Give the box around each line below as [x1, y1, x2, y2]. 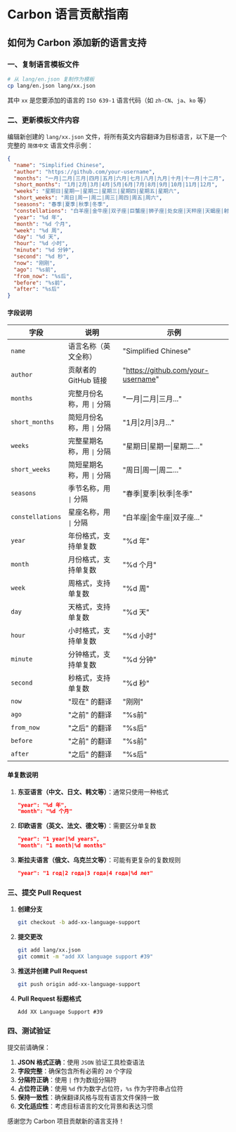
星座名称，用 [67, 507, 111, 517]
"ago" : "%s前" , [13, 266, 58, 273]
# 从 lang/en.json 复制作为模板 [7, 75, 95, 83]
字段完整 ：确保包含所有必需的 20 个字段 [17, 1067, 132, 1075]
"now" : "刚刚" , [13, 259, 56, 267]
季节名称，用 [67, 484, 111, 494]
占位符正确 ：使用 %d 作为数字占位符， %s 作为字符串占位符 [17, 1084, 184, 1093]
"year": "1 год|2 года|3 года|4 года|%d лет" [17, 870, 153, 877]
